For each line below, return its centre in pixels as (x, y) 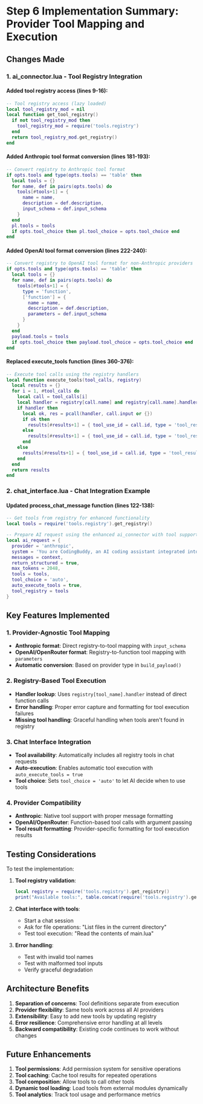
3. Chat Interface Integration (49, 742)
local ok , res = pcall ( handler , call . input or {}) (87, 413)
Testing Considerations (51, 854)
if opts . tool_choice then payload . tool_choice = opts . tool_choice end (102, 342)
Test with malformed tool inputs (63, 963)
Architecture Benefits (48, 989)
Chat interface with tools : (47, 909)
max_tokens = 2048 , (36, 569)
